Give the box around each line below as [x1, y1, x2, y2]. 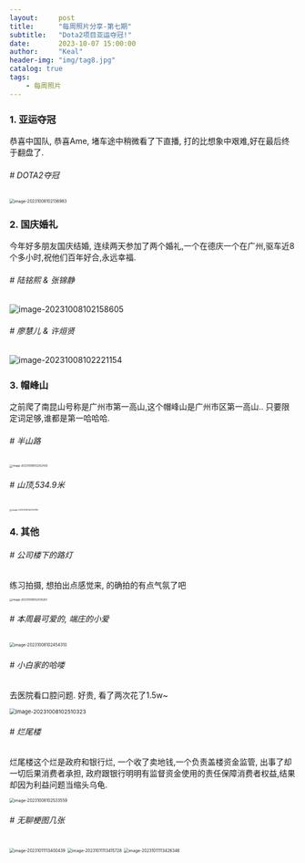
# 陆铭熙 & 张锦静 [9, 275, 76, 286]
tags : [9, 73, 30, 82]
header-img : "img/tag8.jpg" [9, 56, 117, 65]
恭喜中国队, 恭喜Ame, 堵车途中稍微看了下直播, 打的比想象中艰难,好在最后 [9, 135, 282, 146]
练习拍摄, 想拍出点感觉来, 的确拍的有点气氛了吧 [9, 579, 187, 590]
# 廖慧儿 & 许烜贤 [9, 326, 76, 337]
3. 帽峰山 [9, 379, 49, 391]
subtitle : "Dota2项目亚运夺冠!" [9, 30, 132, 39]
